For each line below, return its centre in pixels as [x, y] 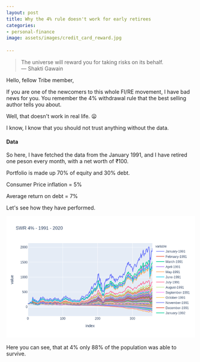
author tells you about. [34, 104]
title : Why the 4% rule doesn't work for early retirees [79, 19]
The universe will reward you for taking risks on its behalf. [92, 62]
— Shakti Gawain [42, 68]
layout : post [22, 13]
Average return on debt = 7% [42, 196]
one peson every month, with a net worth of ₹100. [67, 161]
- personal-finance [31, 32]
